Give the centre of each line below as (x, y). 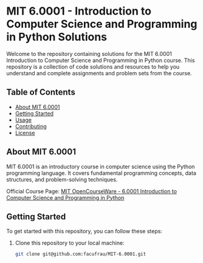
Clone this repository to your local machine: (70, 243)
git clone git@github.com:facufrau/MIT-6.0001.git (81, 254)
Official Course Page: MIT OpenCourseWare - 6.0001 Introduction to (92, 191)
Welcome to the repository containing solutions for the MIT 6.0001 (89, 53)
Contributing (31, 126)
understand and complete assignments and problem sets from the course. (99, 73)
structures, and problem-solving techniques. (62, 179)
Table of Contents (41, 92)
